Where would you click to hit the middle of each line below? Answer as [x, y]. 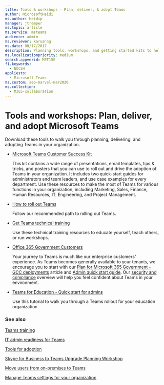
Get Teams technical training [41, 223]
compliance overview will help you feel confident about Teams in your [82, 278]
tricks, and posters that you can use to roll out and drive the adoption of [84, 169]
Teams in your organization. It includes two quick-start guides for [78, 174]
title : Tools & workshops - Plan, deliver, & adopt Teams [65, 10]
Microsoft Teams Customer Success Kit [52, 154]
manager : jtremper [24, 23]
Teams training [20, 330]
